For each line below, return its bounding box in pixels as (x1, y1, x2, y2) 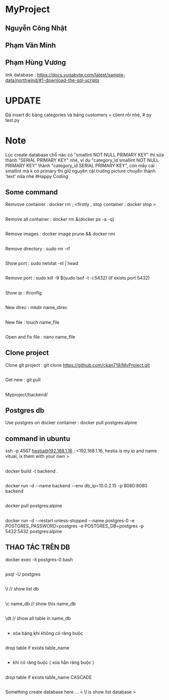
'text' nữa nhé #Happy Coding (5, 173, 69, 179)
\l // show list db (5, 586, 39, 592)
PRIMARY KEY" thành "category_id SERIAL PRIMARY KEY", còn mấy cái (5, 162, 155, 169)
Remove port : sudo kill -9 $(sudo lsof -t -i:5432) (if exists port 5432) (5, 275, 150, 281)
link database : (5, 72, 36, 78)
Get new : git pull (5, 377, 41, 383)
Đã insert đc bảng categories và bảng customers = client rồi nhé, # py (5, 112, 152, 118)
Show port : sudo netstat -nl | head (5, 260, 79, 266)
